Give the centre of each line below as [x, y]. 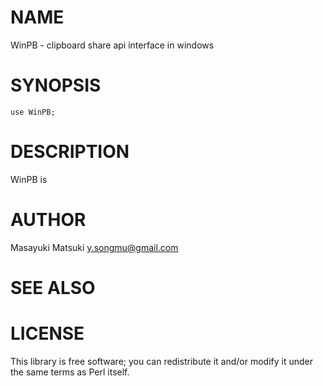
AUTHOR [48, 220]
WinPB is [29, 179]
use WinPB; [33, 112]
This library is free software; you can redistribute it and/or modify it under [162, 361]
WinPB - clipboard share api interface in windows [112, 45]
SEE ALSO [53, 287]
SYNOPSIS [56, 85]
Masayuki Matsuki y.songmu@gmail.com [94, 247]
